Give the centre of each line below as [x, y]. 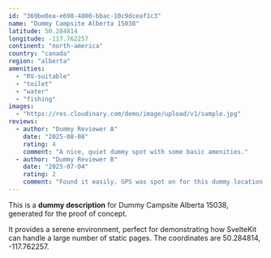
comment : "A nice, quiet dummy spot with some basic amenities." [136, 152]
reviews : [23, 122]
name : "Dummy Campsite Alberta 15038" [74, 24]
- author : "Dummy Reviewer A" [67, 129]
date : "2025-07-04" [56, 167]
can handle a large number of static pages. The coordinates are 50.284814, [135, 238]
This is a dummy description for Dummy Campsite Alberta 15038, [118, 204]
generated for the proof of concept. [68, 213]
